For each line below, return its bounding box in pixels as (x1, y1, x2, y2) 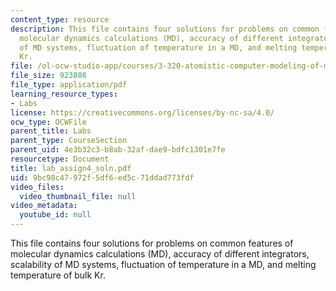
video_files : (10, 182, 65, 192)
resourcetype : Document (10, 154, 110, 164)
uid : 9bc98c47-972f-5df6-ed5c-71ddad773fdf (10, 172, 195, 183)
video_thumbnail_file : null (19, 191, 137, 201)
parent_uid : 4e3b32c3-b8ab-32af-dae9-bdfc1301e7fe (10, 145, 226, 155)
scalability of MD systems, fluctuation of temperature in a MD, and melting (10, 259, 317, 270)
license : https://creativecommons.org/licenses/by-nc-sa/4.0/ (10, 107, 275, 118)
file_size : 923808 (10, 71, 87, 81)
